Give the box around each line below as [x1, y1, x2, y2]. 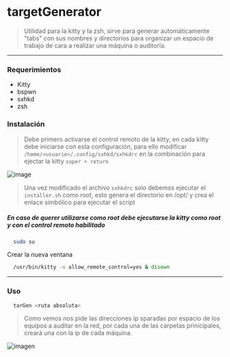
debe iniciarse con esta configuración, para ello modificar [23, 142, 187, 151]
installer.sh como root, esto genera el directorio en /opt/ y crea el [23, 190, 214, 199]
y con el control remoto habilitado [7, 221, 105, 230]
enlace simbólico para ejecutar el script [23, 198, 136, 206]
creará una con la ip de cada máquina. [23, 329, 132, 337]
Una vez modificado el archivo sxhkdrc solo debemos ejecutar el [23, 183, 206, 192]
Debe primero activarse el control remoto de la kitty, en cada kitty [23, 135, 209, 143]
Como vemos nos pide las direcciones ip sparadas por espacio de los [23, 315, 220, 323]
